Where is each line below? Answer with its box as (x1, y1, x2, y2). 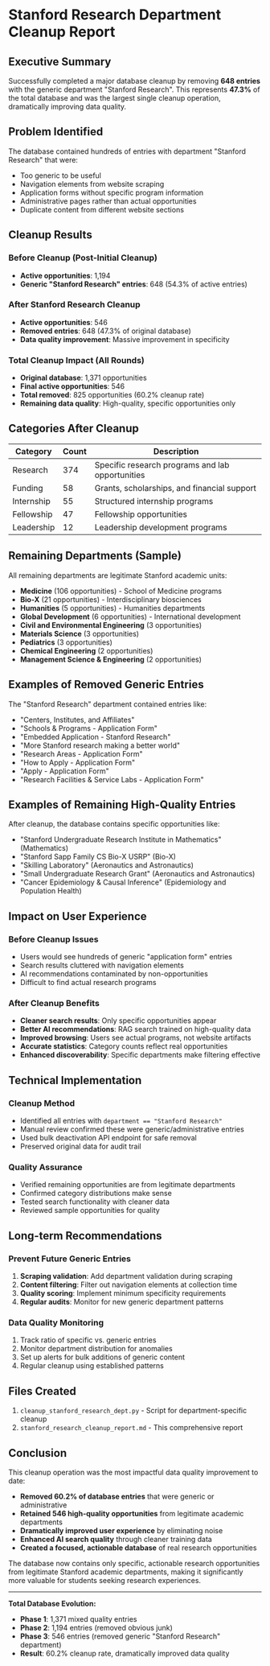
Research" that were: (8, 155, 79, 164)
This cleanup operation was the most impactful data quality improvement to (8, 1467, 259, 1477)
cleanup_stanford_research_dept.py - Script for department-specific (19, 1406, 247, 1416)
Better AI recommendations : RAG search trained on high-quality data (19, 1025, 252, 1034)
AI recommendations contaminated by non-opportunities (19, 969, 209, 979)
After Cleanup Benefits (8, 997, 100, 1008)
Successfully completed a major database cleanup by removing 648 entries (8, 76, 261, 85)
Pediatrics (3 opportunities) (19, 637, 112, 647)
